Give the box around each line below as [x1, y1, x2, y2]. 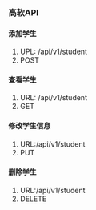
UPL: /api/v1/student [19, 46, 88, 57]
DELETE [19, 194, 47, 204]
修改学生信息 [8, 120, 50, 130]
